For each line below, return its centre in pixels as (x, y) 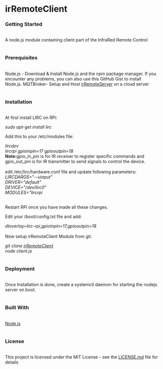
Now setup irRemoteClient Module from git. (49, 236)
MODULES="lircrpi (24, 193)
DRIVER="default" (23, 182)
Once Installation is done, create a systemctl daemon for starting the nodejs (81, 285)
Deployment (20, 269)
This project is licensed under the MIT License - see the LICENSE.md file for (81, 357)
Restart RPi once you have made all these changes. (57, 207)
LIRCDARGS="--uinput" (29, 177)
